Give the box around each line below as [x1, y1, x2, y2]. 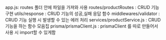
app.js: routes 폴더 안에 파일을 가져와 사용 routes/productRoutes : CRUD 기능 [5, 4, 159, 10]
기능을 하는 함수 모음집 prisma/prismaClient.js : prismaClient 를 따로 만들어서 [5, 23, 158, 29]
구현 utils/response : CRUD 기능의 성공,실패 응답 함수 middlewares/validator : [5, 10, 160, 16]
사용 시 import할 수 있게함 [5, 29, 56, 35]
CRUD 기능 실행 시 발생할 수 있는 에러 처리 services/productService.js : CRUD [5, 17, 161, 22]
